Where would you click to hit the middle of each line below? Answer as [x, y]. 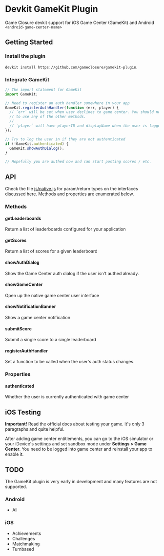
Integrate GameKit [27, 79]
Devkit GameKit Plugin [52, 9]
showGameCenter [24, 284]
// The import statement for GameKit [43, 90]
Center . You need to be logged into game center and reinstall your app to [79, 449]
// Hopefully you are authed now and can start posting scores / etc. [78, 162]
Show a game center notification [38, 317]
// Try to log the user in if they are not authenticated [65, 139]
